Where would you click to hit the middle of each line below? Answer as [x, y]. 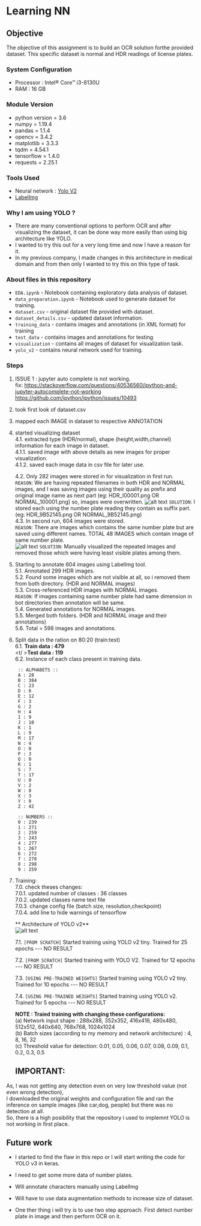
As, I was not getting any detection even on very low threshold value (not [97, 1086]
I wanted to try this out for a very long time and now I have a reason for [103, 245]
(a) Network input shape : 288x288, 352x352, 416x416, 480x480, [96, 1020]
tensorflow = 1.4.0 [37, 156]
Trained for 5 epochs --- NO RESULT [60, 1002]
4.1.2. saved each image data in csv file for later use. [80, 464]
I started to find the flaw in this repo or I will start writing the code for [100, 1157]
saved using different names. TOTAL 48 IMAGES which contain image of [104, 533]
